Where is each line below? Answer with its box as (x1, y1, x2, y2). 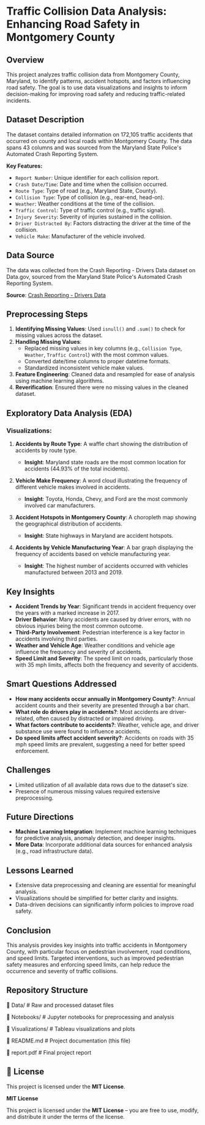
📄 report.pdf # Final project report (6, 1049, 92, 1056)
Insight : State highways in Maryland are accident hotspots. (24, 532, 174, 540)
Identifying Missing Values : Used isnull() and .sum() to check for (15, 325, 185, 333)
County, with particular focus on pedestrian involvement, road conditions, (6, 948, 192, 955)
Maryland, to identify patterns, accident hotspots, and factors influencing (6, 78, 191, 84)
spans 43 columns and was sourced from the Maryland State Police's (6, 144, 182, 151)
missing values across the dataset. (15, 332, 103, 339)
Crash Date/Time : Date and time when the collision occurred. (15, 180, 168, 188)
